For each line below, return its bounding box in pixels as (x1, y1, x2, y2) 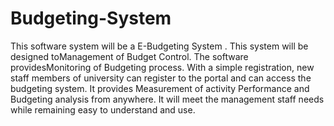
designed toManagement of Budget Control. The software (10, 50, 249, 62)
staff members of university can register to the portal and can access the (10, 72, 312, 84)
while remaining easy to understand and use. (10, 103, 196, 116)
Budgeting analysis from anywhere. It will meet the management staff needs (10, 93, 325, 105)
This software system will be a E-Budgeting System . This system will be (10, 40, 309, 52)
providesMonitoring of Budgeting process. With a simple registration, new (10, 61, 315, 73)
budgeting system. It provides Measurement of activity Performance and (10, 82, 310, 94)
